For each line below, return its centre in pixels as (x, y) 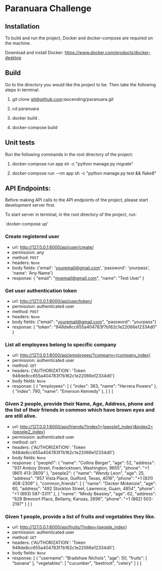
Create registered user (32, 237)
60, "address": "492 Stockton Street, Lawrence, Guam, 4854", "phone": (84, 489)
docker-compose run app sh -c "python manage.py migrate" (73, 163)
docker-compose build (35, 127)
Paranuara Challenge (48, 8)
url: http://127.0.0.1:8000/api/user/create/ (53, 247)
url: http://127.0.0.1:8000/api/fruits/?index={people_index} (69, 527)
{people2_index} (29, 432)
